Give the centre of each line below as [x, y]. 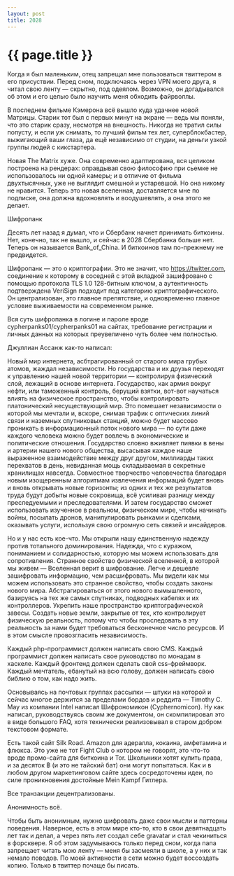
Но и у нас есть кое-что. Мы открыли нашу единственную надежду [108, 538]
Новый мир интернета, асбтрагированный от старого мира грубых [107, 361]
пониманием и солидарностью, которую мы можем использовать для [113, 553]
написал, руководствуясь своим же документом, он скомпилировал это [116, 714]
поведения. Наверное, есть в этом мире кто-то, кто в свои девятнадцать [117, 828]
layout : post [26, 14]
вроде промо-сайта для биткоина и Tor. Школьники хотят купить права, [115, 758]
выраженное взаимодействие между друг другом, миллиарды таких [111, 458]
